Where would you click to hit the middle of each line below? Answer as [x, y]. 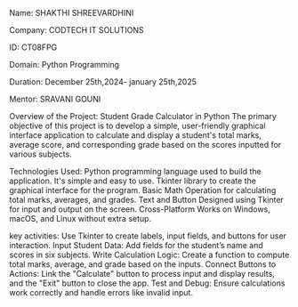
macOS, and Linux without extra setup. [81, 218]
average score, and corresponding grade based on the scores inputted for [145, 145]
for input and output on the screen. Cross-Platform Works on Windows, [140, 209]
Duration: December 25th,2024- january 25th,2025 [103, 82]
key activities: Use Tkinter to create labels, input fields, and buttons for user [148, 236]
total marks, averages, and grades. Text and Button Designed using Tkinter [147, 200]
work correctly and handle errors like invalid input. [101, 292]
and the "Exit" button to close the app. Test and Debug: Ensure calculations [147, 283]
